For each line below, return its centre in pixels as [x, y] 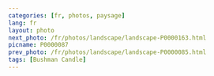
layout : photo [32, 30]
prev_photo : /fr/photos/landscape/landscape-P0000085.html [107, 52]
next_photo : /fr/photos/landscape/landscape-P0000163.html [107, 38]
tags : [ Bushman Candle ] [47, 60]
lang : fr [23, 23]
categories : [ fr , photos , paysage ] [67, 15]
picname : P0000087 [38, 45]
